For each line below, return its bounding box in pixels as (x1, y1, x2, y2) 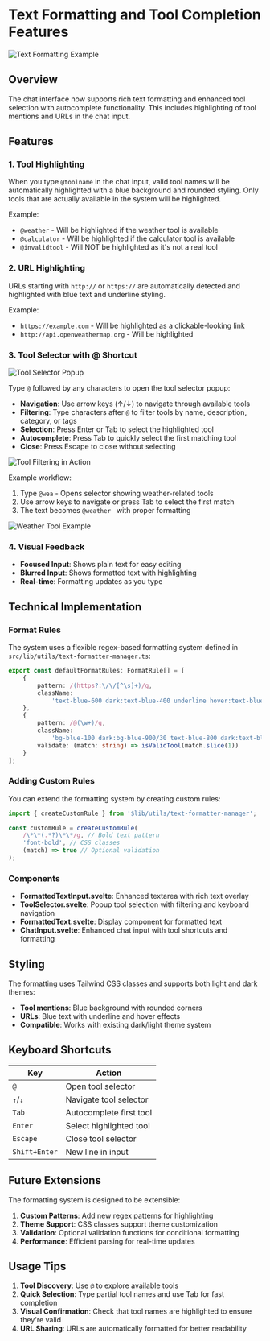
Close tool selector (65, 1133, 137, 1144)
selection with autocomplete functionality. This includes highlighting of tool (8, 102, 257, 112)
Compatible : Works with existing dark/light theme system (19, 1020, 211, 1030)
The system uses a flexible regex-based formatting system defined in (8, 643, 239, 652)
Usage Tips (8, 1260, 67, 1273)
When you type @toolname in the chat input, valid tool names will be (8, 177, 231, 187)
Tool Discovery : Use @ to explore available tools (19, 1281, 179, 1290)
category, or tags (19, 416, 78, 426)
